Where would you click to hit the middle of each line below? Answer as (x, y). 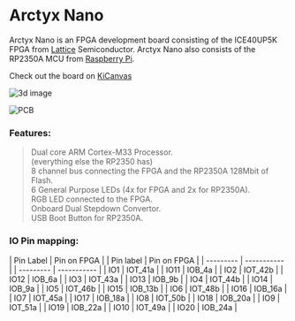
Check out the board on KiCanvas (71, 75)
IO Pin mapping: (44, 241)
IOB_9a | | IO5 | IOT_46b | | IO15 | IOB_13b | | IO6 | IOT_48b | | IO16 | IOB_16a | (148, 288)
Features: (30, 133)
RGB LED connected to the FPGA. (91, 199)
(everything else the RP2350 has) (91, 162)
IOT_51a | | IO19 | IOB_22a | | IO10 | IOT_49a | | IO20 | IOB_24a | (123, 307)
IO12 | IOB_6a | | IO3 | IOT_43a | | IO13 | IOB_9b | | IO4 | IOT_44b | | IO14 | (141, 279)
